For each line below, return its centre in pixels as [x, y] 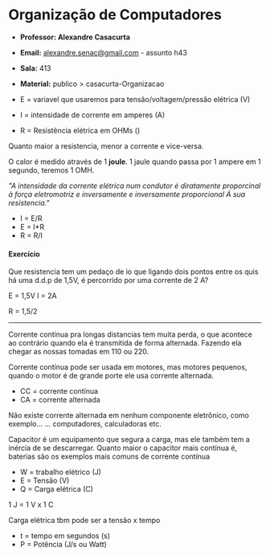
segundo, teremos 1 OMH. [51, 170]
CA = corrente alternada [60, 400]
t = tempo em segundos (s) [65, 536]
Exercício [24, 254]
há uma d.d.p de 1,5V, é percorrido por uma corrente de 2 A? [108, 280]
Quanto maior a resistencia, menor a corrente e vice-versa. [106, 145]
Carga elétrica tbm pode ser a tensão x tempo [84, 521]
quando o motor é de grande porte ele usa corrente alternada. [111, 376]
